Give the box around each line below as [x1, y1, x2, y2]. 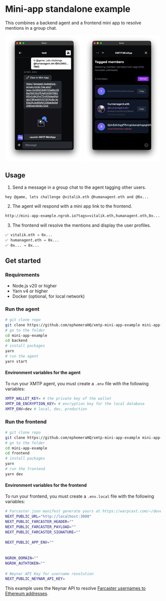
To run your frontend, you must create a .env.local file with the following [5, 493, 155, 499]
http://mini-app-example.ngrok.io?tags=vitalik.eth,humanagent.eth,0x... [5, 213, 161, 218]
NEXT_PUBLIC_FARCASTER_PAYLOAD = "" [5, 524, 77, 529]
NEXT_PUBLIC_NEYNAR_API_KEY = [5, 576, 65, 581]
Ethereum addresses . [5, 591, 48, 597]
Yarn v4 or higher [12, 288, 48, 294]
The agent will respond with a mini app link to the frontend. [12, 203, 132, 209]
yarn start [5, 359, 28, 364]
